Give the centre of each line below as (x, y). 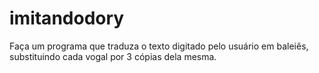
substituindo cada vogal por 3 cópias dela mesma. (113, 56)
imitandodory (67, 18)
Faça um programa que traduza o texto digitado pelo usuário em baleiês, (159, 46)
